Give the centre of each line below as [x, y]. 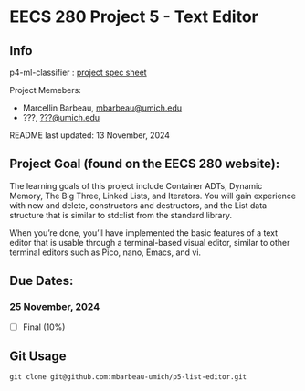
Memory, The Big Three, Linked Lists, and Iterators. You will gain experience [153, 195]
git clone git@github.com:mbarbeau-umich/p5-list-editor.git [128, 377]
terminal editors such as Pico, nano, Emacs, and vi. [105, 252]
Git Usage [38, 356]
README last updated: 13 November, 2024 [90, 135]
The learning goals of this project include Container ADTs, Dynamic [136, 185]
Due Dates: [42, 281]
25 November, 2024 [55, 307]
